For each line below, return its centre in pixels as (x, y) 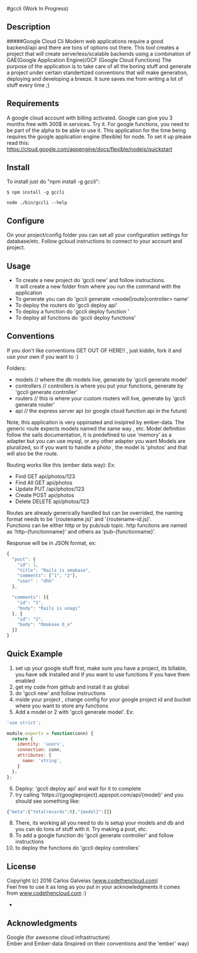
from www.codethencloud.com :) (47, 893)
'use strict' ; (24, 723)
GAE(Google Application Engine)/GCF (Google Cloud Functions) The (89, 60)
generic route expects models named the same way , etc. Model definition (96, 428)
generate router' (35, 404)
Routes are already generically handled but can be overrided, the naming (95, 512)
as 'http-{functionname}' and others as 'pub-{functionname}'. (81, 531)
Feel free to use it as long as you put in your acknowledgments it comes (94, 887)
